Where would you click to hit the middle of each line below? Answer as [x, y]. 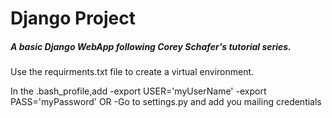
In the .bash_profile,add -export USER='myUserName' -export [138, 91]
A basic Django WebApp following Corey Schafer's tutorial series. [151, 46]
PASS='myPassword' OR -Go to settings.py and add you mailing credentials [166, 102]
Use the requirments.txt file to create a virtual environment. [132, 72]
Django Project [73, 18]
